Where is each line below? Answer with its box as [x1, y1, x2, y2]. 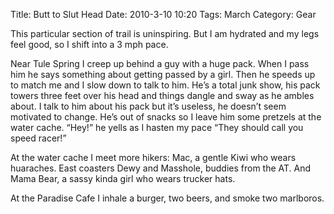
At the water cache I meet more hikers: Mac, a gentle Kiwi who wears [10, 152, 297, 163]
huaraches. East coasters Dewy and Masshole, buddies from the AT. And [10, 162, 312, 174]
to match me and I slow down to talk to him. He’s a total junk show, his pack [10, 79, 321, 91]
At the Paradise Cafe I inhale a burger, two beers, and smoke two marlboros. [10, 192, 325, 204]
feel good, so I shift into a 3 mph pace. [10, 39, 169, 50]
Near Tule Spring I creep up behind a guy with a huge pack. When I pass [10, 58, 310, 69]
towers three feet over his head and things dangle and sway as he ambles [10, 90, 315, 101]
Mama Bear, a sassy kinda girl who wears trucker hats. [10, 173, 236, 184]
